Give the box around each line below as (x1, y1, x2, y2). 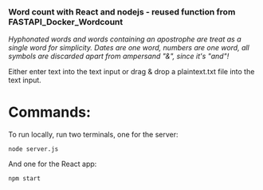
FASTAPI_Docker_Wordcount (8, 16, 124, 27)
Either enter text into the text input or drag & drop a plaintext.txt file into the (8, 67, 255, 77)
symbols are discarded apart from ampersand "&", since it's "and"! (8, 51, 230, 61)
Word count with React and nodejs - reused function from (8, 6, 236, 18)
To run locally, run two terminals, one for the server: (8, 130, 179, 140)
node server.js (8, 145, 59, 153)
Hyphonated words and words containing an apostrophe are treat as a (8, 34, 241, 44)
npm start (8, 175, 41, 183)
